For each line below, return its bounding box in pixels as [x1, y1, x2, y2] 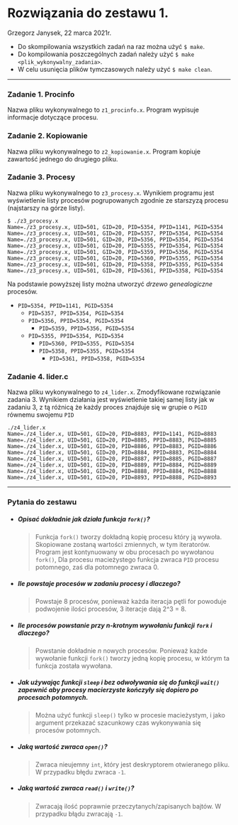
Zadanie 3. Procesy [7, 172, 76, 182]
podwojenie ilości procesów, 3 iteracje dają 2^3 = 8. [35, 605, 187, 613]
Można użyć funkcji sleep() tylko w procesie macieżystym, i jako [35, 710, 225, 719]
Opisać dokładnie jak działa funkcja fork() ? [17, 514, 150, 523]
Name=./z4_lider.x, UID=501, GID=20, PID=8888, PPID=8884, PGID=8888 [7, 468, 217, 475]
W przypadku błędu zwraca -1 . [35, 767, 126, 776]
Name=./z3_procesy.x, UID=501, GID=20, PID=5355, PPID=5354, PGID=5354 [7, 242, 223, 250]
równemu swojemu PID [7, 410, 74, 419]
